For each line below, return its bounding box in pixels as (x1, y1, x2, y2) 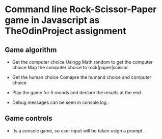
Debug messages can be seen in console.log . (12, 99, 110, 105)
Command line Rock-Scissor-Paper (5, 4, 157, 15)
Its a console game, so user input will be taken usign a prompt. (12, 127, 144, 133)
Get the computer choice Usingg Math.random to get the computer (12, 59, 153, 65)
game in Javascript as (5, 14, 100, 26)
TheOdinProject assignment (5, 25, 126, 37)
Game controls (5, 114, 52, 123)
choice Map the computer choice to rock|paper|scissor (12, 65, 128, 70)
